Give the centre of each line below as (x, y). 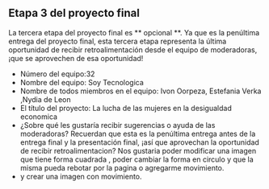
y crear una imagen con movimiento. (81, 176)
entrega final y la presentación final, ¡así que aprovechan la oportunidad (140, 142)
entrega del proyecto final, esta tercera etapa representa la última (118, 41)
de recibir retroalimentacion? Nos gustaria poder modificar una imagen (138, 150)
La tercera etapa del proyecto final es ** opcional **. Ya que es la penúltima (134, 32)
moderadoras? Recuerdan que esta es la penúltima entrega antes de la (138, 134)
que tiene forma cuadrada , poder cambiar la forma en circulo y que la (137, 159)
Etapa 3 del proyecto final (74, 13)
